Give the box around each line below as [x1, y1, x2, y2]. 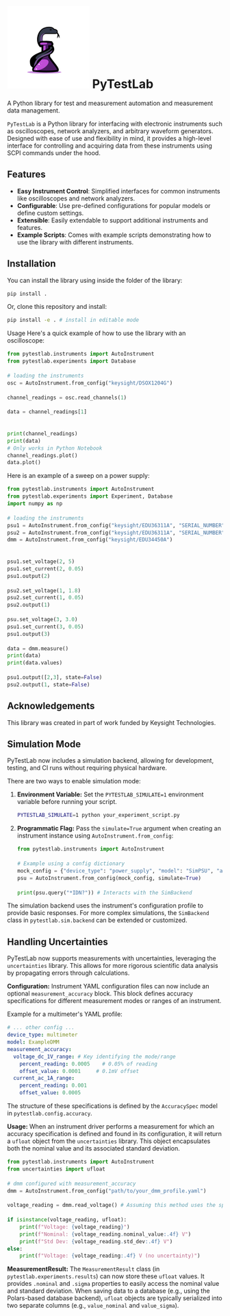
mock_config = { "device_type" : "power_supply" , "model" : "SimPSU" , [16, 867, 214, 874]
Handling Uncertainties [7, 936, 108, 947]
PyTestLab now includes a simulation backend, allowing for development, [7, 757, 214, 765]
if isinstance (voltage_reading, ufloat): [7, 1216, 127, 1223]
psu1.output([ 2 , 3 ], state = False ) [7, 674, 103, 681]
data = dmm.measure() [7, 645, 69, 652]
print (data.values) [7, 660, 63, 667]
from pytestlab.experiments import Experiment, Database [7, 493, 173, 500]
